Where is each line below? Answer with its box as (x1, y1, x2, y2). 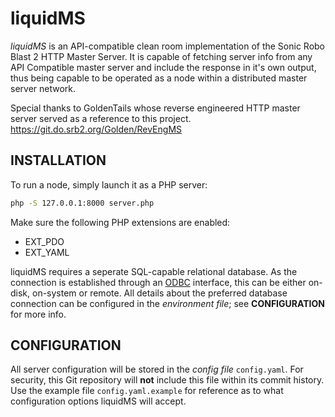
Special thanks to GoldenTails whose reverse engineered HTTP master (10, 102, 301, 114)
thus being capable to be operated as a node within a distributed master (10, 72, 308, 84)
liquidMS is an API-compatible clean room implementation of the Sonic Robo (10, 40, 325, 52)
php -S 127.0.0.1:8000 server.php (10, 198, 155, 208)
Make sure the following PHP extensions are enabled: (10, 216, 231, 228)
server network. (10, 82, 77, 94)
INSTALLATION (10, 152, 107, 169)
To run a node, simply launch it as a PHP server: (10, 178, 208, 191)
